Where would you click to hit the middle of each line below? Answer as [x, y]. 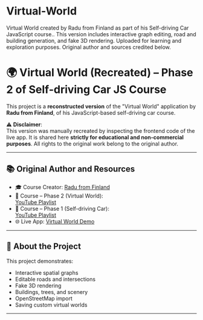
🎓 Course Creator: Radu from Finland [63, 187]
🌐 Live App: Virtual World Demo [55, 221]
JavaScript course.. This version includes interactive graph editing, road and [101, 34]
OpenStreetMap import [43, 298]
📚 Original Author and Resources [71, 169]
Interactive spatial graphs [47, 272]
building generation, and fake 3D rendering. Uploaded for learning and [94, 40]
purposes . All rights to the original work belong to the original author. [92, 144]
